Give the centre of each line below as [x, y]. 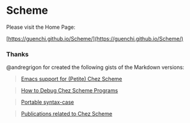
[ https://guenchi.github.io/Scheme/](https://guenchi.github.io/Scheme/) [95, 38]
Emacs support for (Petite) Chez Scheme [71, 79]
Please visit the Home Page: [41, 27]
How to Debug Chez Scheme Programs [69, 91]
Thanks [17, 54]
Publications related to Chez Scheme [67, 114]
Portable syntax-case [47, 102]
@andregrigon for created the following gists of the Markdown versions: [95, 67]
